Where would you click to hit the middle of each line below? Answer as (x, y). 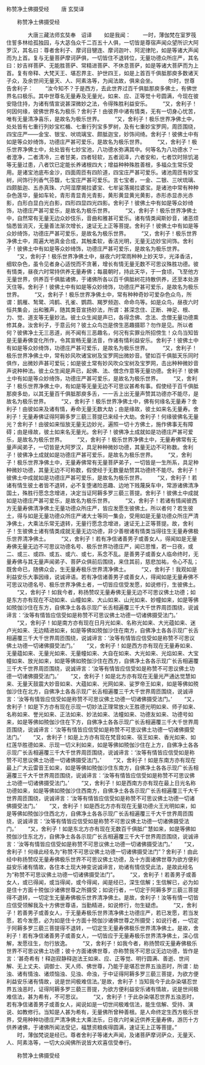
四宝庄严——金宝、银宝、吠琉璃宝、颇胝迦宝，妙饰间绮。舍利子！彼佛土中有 (103, 134)
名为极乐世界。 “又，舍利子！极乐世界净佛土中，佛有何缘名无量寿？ (102, 401)
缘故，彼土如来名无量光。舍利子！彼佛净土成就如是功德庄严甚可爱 (110, 432)
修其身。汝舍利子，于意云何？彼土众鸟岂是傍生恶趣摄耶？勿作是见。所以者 (100, 325)
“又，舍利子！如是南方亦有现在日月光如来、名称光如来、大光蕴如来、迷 (106, 623)
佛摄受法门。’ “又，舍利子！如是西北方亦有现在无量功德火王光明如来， (99, 806)
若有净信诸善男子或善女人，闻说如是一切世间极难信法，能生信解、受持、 (97, 1004)
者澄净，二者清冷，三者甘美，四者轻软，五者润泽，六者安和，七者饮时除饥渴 (103, 157)
